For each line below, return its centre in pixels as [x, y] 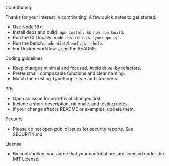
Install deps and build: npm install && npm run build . [68, 32]
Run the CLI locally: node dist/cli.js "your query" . [67, 38]
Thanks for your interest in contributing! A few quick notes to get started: [81, 17]
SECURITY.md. [28, 134]
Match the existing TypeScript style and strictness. [65, 79]
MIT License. [26, 159]
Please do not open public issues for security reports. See [73, 129]
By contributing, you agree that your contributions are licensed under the [88, 154]
